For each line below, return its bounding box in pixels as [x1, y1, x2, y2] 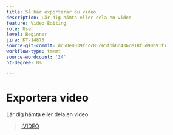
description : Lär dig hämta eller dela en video [6, 15, 132, 21]
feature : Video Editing [6, 20, 67, 26]
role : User [6, 25, 34, 32]
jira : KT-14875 [6, 37, 45, 43]
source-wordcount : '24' [6, 54, 67, 60]
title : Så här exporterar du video [6, 8, 97, 15]
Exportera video [6, 91, 89, 105]
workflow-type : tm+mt [6, 48, 61, 54]
